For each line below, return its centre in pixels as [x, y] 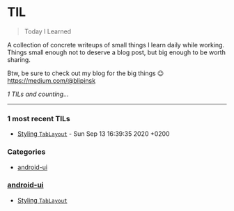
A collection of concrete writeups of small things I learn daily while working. [116, 45]
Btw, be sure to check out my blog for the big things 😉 [86, 73]
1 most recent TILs [39, 118]
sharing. [19, 59]
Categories [26, 152]
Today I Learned [48, 31]
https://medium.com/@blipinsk [52, 80]
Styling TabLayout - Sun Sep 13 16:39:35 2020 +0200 [93, 134]
